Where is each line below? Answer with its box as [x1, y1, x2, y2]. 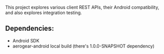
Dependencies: [5, 24, 54, 33]
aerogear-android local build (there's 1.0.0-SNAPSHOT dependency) [12, 43, 155, 49]
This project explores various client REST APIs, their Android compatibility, [5, 5, 159, 10]
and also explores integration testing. [5, 10, 82, 16]
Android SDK [12, 37, 40, 43]
